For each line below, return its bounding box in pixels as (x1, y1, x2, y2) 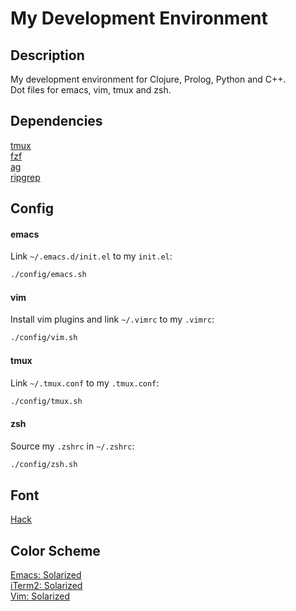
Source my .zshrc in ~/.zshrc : (10, 440, 135, 452)
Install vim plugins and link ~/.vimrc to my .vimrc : (10, 313, 215, 326)
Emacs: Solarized (10, 569, 82, 581)
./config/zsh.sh (10, 459, 78, 469)
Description (10, 47, 85, 64)
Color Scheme (10, 542, 101, 559)
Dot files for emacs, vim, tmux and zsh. (10, 84, 172, 96)
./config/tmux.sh (10, 396, 83, 406)
